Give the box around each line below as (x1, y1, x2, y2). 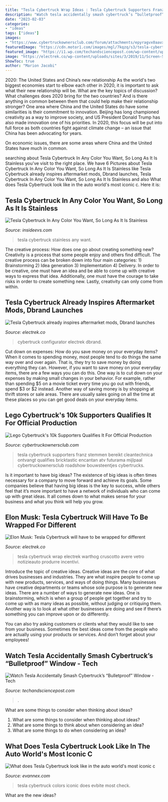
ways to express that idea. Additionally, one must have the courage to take (5, 273, 159, 279)
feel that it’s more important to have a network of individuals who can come (5, 488, 160, 494)
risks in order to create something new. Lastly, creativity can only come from (5, 278, 163, 284)
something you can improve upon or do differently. (5, 611, 110, 617)
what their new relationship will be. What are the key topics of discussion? (5, 88, 157, 94)
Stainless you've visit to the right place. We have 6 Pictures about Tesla (5, 160, 152, 166)
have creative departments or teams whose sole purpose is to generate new (5, 584, 162, 590)
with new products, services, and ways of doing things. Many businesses (5, 579, 156, 585)
